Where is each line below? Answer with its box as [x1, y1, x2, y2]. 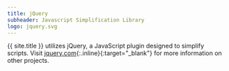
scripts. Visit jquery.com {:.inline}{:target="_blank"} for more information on [7, 49, 223, 57]
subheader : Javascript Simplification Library [7, 17, 145, 23]
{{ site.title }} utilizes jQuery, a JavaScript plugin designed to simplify [7, 42, 205, 50]
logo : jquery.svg [7, 23, 58, 30]
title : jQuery [7, 10, 49, 17]
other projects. [7, 57, 50, 65]
